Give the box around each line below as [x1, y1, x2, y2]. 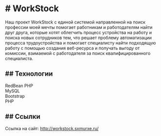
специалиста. [5, 55, 33, 61]
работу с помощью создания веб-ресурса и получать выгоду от [5, 45, 140, 51]
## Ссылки [5, 113, 40, 121]
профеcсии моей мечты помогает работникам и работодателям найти [5, 24, 153, 30]
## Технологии [5, 69, 53, 78]
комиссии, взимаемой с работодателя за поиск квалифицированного [5, 50, 151, 56]
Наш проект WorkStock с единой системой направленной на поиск [5, 19, 145, 25]
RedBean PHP [5, 83, 33, 89]
